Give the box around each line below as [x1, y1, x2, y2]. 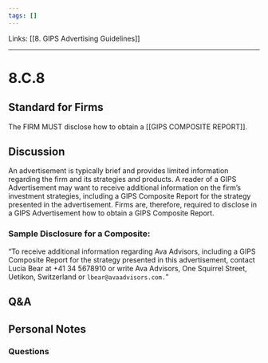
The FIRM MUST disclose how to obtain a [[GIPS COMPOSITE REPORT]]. [8, 121, 248, 132]
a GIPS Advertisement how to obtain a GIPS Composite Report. [8, 208, 215, 218]
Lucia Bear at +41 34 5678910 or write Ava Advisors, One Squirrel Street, [8, 263, 247, 273]
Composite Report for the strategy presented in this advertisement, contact [8, 254, 255, 264]
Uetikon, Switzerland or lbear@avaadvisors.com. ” [8, 272, 169, 282]
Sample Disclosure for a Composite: [8, 228, 151, 239]
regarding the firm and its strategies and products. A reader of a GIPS [8, 175, 237, 184]
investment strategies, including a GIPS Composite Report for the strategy [8, 191, 251, 201]
